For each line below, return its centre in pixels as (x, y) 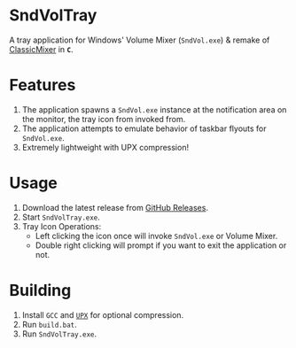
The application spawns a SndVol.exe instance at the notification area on (154, 109)
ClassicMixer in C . (41, 49)
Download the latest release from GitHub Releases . (115, 207)
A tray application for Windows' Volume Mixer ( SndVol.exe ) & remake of (140, 40)
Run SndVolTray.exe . (59, 334)
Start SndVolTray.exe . (61, 217)
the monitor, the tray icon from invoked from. (104, 119)
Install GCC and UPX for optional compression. (103, 314)
